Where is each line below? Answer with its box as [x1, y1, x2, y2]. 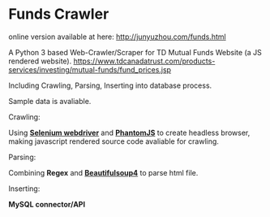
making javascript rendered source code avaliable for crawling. [8, 136, 219, 146]
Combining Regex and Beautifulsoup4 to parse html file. [8, 167, 199, 177]
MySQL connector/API [8, 199, 86, 209]
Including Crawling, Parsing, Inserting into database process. [8, 80, 212, 90]
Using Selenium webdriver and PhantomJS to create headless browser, [8, 128, 251, 137]
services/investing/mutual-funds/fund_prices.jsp [8, 64, 172, 74]
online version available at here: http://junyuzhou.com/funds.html [8, 32, 226, 41]
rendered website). [8, 56, 72, 66]
